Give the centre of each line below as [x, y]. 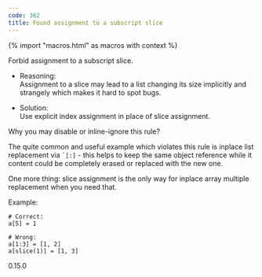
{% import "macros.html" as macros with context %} [93, 45]
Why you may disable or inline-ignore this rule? [84, 131]
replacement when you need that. [63, 187]
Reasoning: [38, 76]
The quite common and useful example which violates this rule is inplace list [131, 146]
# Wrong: [22, 237]
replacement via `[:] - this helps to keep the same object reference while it [130, 155]
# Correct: [26, 216]
